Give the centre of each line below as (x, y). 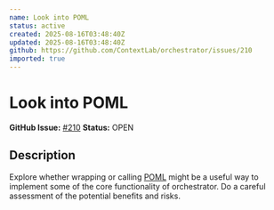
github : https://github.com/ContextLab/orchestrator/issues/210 (131, 51)
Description (42, 155)
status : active (37, 26)
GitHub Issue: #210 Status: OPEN (72, 127)
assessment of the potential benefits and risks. (95, 196)
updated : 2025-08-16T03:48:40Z (67, 42)
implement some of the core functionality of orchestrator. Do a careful (137, 186)
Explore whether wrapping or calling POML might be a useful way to (134, 177)
